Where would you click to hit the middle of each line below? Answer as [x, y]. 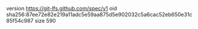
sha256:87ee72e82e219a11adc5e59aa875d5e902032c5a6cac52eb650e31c [99, 14]
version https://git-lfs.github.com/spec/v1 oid [62, 8]
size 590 [45, 21]
